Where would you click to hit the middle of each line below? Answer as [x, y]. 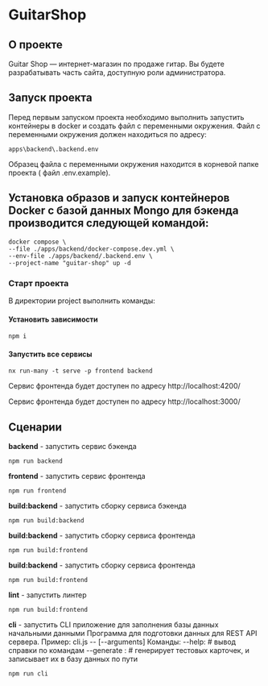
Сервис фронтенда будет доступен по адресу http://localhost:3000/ [124, 401]
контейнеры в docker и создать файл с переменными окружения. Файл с [134, 126]
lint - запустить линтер [47, 595]
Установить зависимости [53, 319]
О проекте [35, 45]
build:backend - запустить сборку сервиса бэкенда [97, 506]
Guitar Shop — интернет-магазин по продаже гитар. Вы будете [117, 64]
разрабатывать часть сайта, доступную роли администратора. [117, 73]
